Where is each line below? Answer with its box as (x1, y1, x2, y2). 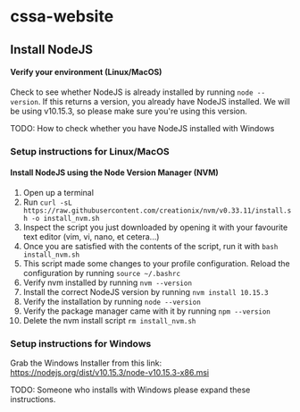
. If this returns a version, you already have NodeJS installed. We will (37, 96, 291, 106)
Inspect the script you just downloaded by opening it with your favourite (22, 222, 288, 232)
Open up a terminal (22, 187, 95, 198)
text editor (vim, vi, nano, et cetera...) (22, 231, 160, 242)
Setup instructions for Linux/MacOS (10, 145, 171, 157)
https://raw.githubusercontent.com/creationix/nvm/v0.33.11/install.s (22, 206, 292, 215)
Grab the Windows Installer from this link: (10, 357, 162, 368)
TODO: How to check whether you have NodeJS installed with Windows (10, 122, 275, 133)
